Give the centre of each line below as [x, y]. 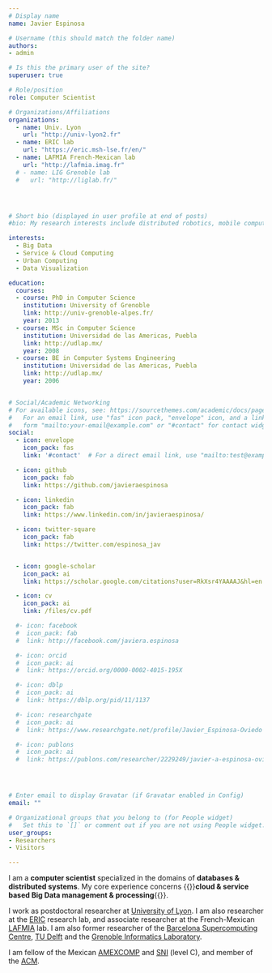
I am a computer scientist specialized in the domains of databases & [124, 878]
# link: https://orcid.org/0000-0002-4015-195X [99, 671]
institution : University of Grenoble [87, 306]
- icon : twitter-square [55, 529]
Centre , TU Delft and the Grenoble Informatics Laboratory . [105, 937]
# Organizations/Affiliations [59, 112]
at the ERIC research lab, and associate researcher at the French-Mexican [132, 919]
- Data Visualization [52, 268]
